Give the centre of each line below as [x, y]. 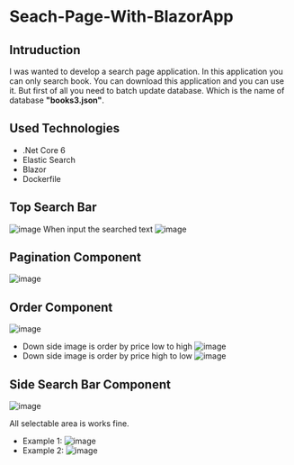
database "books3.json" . [57, 100]
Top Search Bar [53, 208]
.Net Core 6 [44, 150]
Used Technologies [64, 128]
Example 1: [42, 441]
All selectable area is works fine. [69, 424]
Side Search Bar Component [90, 384]
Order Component [61, 307]
